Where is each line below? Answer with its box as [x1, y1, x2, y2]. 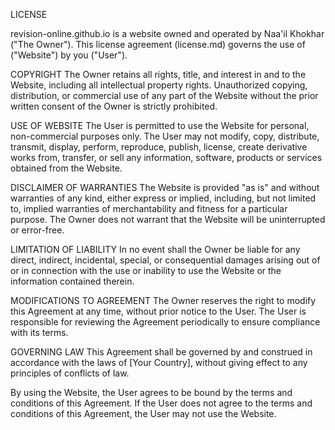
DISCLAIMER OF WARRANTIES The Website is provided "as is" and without [10, 182, 320, 193]
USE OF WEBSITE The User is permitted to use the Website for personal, [10, 120, 310, 131]
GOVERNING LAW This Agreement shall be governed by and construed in [10, 346, 313, 358]
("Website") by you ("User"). [10, 49, 128, 61]
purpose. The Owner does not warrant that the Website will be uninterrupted [10, 214, 326, 225]
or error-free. [10, 224, 65, 236]
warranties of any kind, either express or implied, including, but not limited [10, 192, 317, 204]
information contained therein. [10, 275, 135, 287]
